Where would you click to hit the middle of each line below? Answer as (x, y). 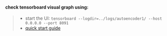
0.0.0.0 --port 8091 (47, 23)
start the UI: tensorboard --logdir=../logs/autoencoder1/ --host (94, 18)
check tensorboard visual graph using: (47, 7)
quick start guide (43, 28)
